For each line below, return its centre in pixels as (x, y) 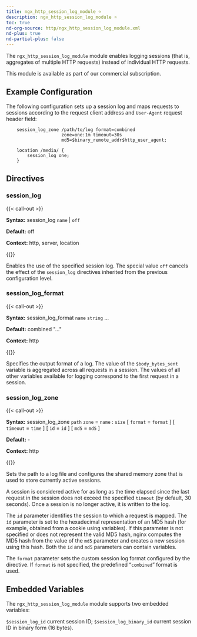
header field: (21, 119)
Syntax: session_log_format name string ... (58, 318)
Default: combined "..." (34, 329)
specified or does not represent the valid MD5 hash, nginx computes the (94, 534)
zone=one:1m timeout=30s (92, 135)
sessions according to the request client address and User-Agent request (94, 112)
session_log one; (48, 155)
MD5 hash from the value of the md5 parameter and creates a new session (96, 541)
